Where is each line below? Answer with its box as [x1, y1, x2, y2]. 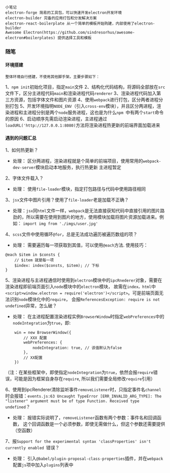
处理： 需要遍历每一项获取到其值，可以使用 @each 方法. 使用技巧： [12, 242, 148, 248]
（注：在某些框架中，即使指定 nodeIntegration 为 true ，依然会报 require [5, 369, 154, 376]
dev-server [12, 165, 36, 170]
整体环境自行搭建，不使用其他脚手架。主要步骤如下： [5, 74, 100, 80]
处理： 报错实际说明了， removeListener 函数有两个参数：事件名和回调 [12, 415, 157, 421]
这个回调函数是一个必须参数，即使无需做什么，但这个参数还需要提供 [22, 421, 165, 427]
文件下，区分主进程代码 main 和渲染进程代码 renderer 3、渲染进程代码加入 [5, 90, 157, 96]
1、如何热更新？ [5, 147, 39, 153]
